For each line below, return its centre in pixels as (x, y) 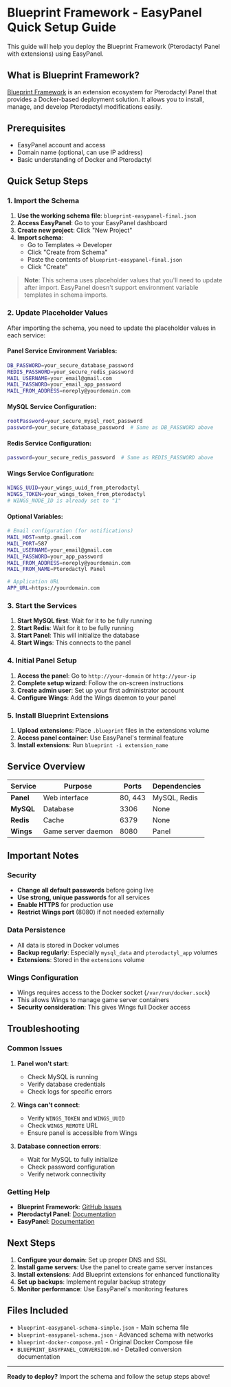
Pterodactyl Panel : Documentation (66, 1214)
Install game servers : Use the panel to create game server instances (115, 1267)
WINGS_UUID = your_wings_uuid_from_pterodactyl (73, 488)
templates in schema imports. (66, 295)
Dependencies (177, 786)
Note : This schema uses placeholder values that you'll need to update (123, 280)
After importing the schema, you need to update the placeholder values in (112, 328)
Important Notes (43, 856)
